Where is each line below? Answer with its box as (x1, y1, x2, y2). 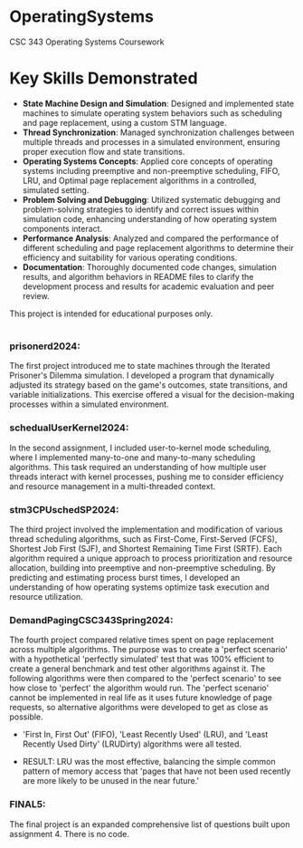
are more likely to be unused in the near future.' (22, 776, 200, 786)
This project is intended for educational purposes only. (9, 308, 213, 319)
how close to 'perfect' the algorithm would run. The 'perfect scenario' (9, 682, 270, 694)
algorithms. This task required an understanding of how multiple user (9, 461, 267, 472)
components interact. (22, 223, 102, 234)
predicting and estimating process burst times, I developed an (9, 573, 241, 583)
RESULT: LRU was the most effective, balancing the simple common (22, 756, 276, 767)
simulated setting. (22, 184, 90, 196)
